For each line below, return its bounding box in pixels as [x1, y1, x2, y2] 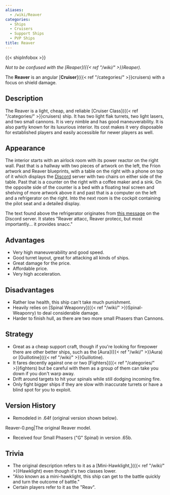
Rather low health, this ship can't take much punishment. [12, 299, 131, 305]
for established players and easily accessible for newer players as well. [5, 129, 154, 135]
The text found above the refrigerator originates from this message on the [5, 210, 160, 216]
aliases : [5, 7, 24, 13]
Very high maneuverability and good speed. [12, 249, 105, 255]
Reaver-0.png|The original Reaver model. [5, 424, 91, 431]
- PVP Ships [10, 36, 36, 41]
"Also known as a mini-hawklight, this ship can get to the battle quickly [12, 473, 161, 480]
